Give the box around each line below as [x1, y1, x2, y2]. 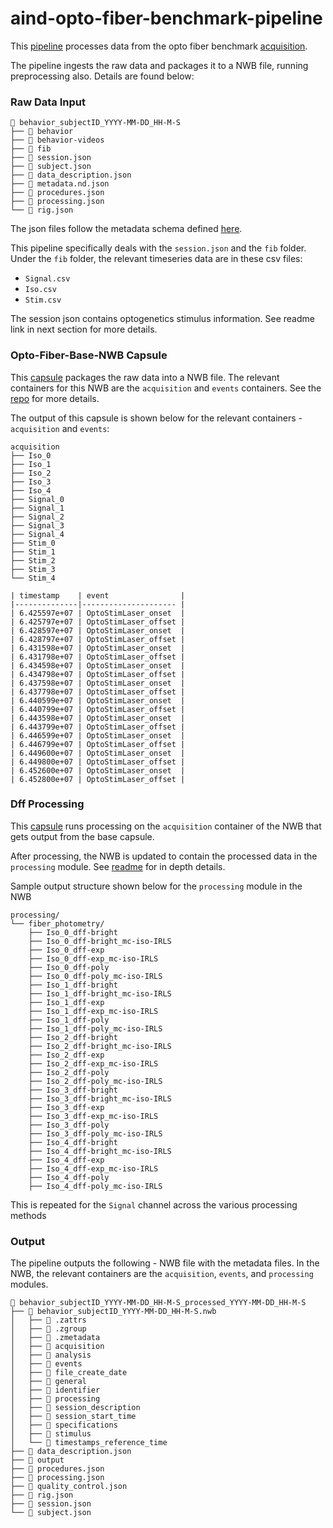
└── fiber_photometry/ [10, 918, 105, 929]
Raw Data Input [10, 95, 86, 109]
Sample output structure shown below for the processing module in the [10, 880, 303, 892]
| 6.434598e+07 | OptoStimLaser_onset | [10, 660, 186, 671]
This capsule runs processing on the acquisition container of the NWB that [10, 820, 322, 832]
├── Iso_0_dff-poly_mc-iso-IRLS [28, 971, 163, 981]
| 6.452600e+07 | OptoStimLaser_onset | [10, 765, 186, 776]
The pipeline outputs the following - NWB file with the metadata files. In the [10, 1257, 320, 1269]
